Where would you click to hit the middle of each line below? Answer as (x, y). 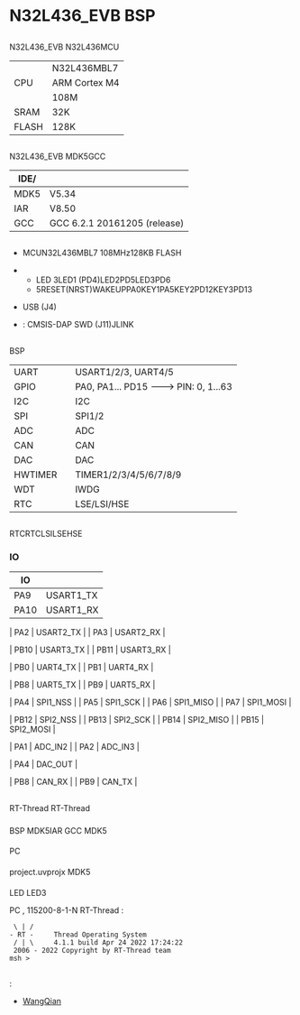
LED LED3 (28, 892)
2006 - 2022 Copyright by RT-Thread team (92, 950)
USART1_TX (72, 595)
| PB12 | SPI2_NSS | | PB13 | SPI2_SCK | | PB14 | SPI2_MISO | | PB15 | (136, 720)
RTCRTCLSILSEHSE (46, 534)
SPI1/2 (90, 416)
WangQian (41, 1001)
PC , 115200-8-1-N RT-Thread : (67, 910)
